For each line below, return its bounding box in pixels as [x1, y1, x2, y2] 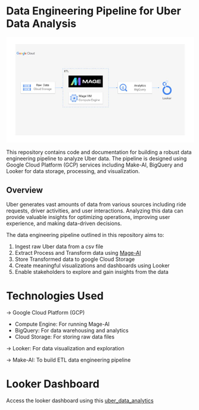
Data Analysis [6, 17, 77, 30]
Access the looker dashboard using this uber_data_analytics [6, 397, 154, 404]
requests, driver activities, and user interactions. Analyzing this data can [6, 207, 184, 214]
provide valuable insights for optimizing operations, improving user [6, 214, 170, 221]
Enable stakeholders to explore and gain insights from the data [14, 269, 169, 276]
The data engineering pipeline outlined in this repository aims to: [6, 232, 164, 239]
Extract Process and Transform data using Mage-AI [14, 249, 141, 257]
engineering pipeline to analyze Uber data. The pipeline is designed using [6, 155, 187, 162]
